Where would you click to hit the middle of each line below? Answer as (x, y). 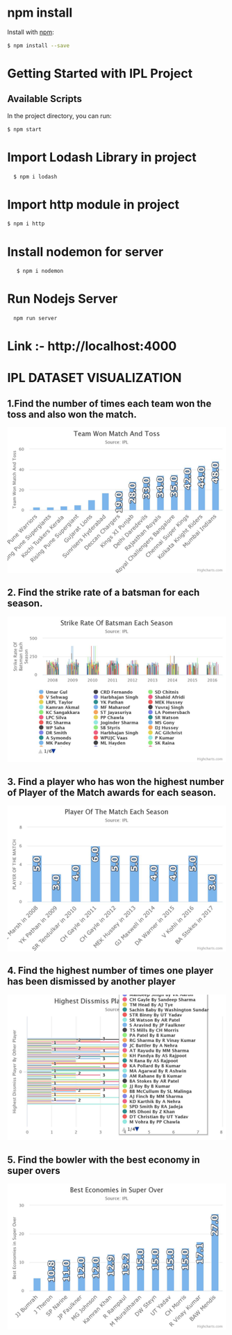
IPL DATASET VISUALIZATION (94, 378)
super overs (34, 1171)
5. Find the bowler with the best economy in (103, 1160)
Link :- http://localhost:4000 (92, 346)
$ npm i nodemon (40, 271)
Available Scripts (44, 99)
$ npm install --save (39, 45)
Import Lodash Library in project (102, 157)
